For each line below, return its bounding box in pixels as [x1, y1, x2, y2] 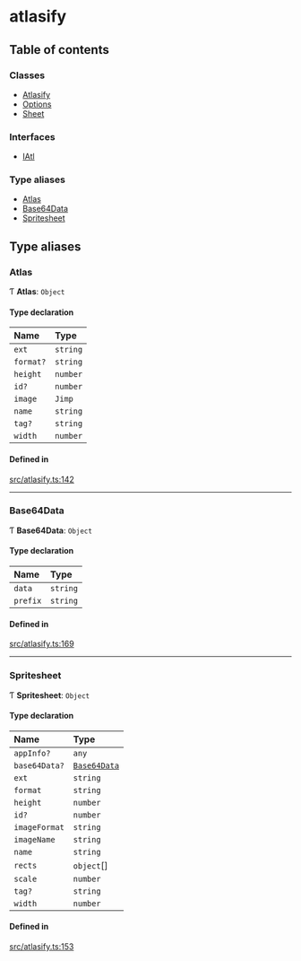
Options [21, 99, 52, 109]
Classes [9, 69, 46, 82]
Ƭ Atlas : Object [9, 286, 65, 297]
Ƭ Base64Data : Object [9, 525, 92, 536]
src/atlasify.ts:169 [9, 639, 74, 650]
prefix [13, 596, 42, 607]
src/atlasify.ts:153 [9, 940, 74, 952]
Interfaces [9, 130, 56, 143]
